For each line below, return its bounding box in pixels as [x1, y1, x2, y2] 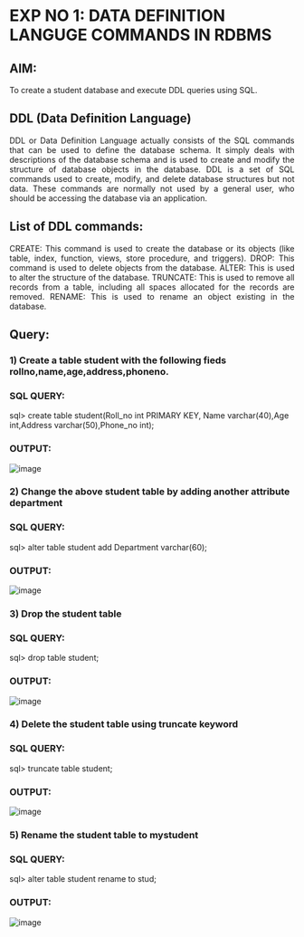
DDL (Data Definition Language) [9, 110, 192, 127]
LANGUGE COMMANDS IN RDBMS [9, 24, 272, 45]
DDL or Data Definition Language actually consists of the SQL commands [9, 135, 295, 146]
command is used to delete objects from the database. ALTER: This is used [9, 262, 295, 272]
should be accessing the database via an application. [9, 192, 208, 204]
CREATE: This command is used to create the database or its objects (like [9, 243, 295, 253]
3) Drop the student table [9, 607, 122, 620]
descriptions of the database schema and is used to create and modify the [9, 154, 295, 165]
